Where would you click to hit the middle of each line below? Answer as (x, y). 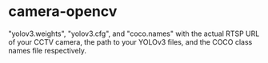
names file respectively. (47, 50)
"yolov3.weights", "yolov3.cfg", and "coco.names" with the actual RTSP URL (134, 33)
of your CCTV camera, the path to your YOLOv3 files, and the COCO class (130, 41)
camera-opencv (63, 12)
